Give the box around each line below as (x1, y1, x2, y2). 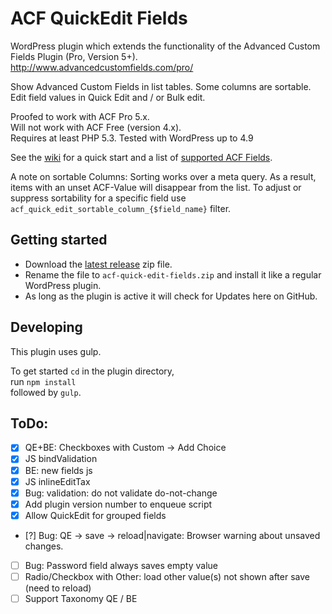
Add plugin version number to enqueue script (24, 498, 213, 510)
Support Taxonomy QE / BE (24, 592, 138, 604)
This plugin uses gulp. (10, 345, 102, 357)
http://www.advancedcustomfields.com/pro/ (10, 61, 194, 73)
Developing (10, 319, 83, 336)
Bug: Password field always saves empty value (24, 559, 218, 571)
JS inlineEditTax (24, 475, 91, 487)
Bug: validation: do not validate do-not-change (24, 487, 218, 499)
